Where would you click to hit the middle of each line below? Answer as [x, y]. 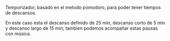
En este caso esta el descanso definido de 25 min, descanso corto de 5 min [85, 23]
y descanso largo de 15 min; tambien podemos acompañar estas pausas [81, 28]
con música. [18, 34]
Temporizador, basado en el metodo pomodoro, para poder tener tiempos [83, 7]
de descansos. [21, 13]
